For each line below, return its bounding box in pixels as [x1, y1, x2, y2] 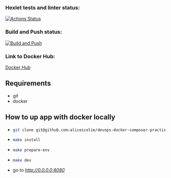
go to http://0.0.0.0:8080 [12, 167, 65, 173]
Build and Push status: [5, 29, 62, 36]
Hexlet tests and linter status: [5, 4, 80, 11]
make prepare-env [12, 147, 50, 153]
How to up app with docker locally [5, 113, 116, 121]
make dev [12, 158, 32, 163]
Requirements [5, 79, 51, 88]
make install [12, 137, 41, 143]
